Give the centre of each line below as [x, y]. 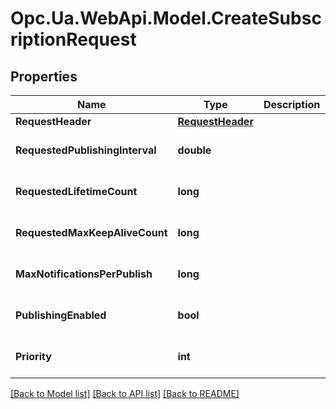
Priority [33, 356]
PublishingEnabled [61, 315]
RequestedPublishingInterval [86, 150]
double [194, 150]
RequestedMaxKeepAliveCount [91, 232]
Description [292, 104]
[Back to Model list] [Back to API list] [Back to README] [125, 393]
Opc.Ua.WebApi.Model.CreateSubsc [166, 18]
